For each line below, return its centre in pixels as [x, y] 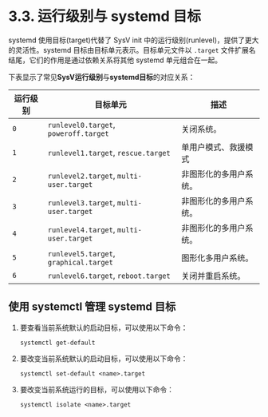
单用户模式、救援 [213, 147]
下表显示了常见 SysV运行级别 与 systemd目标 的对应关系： [102, 77]
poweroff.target [78, 133]
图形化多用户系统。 [217, 258]
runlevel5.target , [81, 253]
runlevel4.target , [81, 229]
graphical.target [80, 262]
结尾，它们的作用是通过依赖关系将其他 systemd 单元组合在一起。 [115, 60]
